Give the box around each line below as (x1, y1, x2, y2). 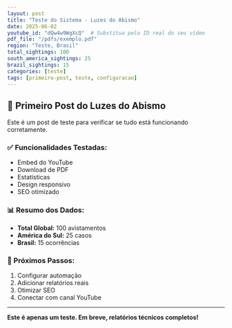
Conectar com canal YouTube (17, 293, 102, 302)
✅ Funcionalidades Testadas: (7, 143, 108, 153)
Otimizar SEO (17, 286, 56, 294)
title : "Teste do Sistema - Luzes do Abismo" (7, 17, 140, 23)
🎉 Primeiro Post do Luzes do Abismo (7, 99, 166, 111)
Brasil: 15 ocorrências (17, 238, 80, 247)
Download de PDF (17, 166, 69, 174)
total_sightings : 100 (7, 49, 70, 56)
